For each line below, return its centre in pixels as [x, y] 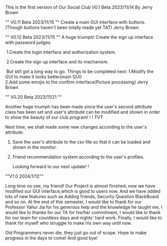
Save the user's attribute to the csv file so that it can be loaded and [81, 142]
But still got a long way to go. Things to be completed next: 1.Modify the [80, 71]
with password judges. [28, 42]
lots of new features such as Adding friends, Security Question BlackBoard [82, 196]
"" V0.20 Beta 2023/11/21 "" [34, 97]
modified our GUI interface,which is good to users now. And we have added [83, 191]
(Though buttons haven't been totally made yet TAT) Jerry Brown [72, 27]
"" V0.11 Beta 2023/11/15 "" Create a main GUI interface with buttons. [76, 22]
